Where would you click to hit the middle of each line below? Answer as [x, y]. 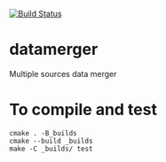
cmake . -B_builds [43, 133]
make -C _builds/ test [51, 149]
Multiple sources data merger [63, 73]
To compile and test [83, 110]
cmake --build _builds [51, 141]
